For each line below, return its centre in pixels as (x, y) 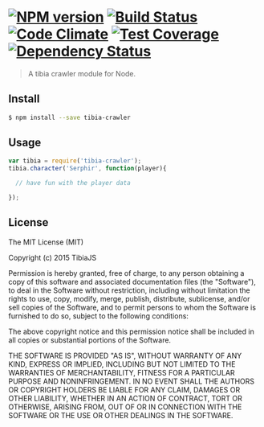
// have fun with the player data (73, 183)
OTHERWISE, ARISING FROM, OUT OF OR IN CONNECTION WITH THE (125, 407)
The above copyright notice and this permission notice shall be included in (131, 331)
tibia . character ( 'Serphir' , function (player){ (87, 169)
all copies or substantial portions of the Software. (89, 340)
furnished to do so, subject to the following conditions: (98, 316)
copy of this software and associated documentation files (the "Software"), (132, 281)
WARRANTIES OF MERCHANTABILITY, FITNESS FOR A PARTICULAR (122, 372)
